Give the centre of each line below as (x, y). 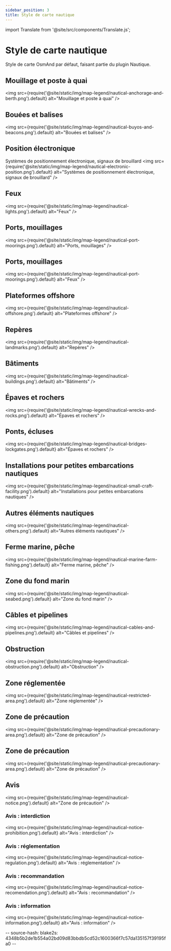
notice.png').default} (27, 803)
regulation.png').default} (31, 863)
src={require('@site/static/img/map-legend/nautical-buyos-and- (85, 127)
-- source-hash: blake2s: (32, 932)
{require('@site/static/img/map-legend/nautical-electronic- (68, 166)
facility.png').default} (27, 491)
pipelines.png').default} (30, 633)
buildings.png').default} (30, 381)
